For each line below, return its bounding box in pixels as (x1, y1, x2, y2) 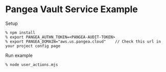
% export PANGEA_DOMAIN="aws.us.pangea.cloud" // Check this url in (5, 39, 161, 44)
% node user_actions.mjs (5, 62, 58, 67)
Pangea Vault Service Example (5, 4, 138, 15)
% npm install (5, 30, 36, 35)
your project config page (5, 43, 60, 49)
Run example (5, 52, 33, 58)
